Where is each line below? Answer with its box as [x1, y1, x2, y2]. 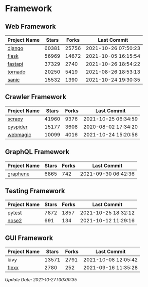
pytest [7, 209, 22, 216]
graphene [7, 170, 30, 177]
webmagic [7, 131, 32, 138]
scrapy [7, 115, 23, 122]
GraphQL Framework [5, 148, 70, 156]
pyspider [7, 123, 28, 130]
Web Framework [5, 22, 56, 31]
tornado [7, 68, 26, 75]
